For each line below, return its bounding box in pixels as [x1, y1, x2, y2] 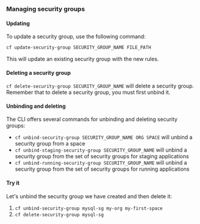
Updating [6, 20, 30, 27]
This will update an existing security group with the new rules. [6, 56, 159, 62]
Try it [6, 179, 20, 186]
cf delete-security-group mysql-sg [14, 211, 104, 217]
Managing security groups [6, 5, 85, 13]
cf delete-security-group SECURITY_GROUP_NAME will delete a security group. [6, 83, 195, 90]
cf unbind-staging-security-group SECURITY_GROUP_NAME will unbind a [14, 146, 187, 154]
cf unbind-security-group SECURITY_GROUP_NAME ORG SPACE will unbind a [14, 134, 193, 141]
